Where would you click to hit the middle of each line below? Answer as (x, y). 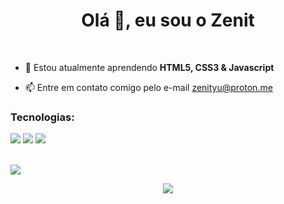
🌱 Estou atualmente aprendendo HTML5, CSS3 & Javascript (149, 67)
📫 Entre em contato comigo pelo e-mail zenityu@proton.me (148, 87)
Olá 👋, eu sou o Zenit (168, 20)
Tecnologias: (42, 117)
